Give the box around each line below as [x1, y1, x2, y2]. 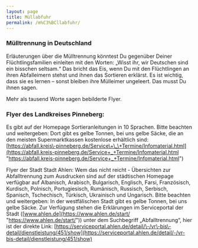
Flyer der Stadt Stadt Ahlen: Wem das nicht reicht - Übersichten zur [6, 166, 171, 173]
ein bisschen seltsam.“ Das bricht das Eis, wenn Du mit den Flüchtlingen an [6, 65, 189, 72]
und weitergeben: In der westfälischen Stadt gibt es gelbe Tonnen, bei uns [6, 197, 187, 204]
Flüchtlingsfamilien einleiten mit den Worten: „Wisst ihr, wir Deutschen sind [6, 58, 189, 66]
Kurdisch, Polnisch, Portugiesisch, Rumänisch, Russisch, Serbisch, [6, 185, 168, 192]
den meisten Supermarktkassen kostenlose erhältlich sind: [6, 136, 149, 143]
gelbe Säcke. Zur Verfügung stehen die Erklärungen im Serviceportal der [6, 204, 184, 211]
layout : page [6, 8, 38, 15]
